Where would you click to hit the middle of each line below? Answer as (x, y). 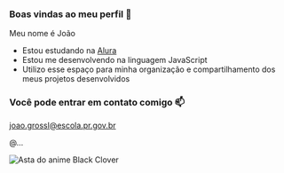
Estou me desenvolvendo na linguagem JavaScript (114, 60)
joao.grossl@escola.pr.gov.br (63, 125)
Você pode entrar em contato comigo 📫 (97, 103)
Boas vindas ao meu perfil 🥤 (71, 14)
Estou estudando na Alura (69, 51)
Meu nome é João (42, 34)
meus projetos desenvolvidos (76, 79)
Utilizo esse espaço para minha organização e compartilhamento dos (149, 69)
